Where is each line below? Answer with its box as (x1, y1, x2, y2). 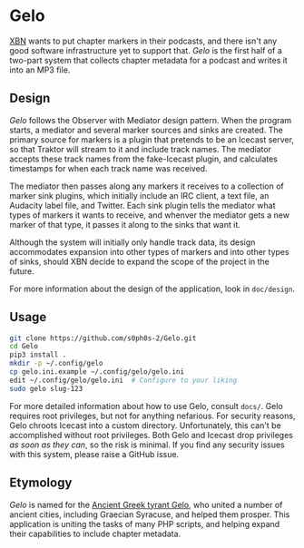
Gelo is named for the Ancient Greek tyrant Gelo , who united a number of (9, 499, 283, 510)
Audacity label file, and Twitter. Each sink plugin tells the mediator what (9, 200, 276, 210)
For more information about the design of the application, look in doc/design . (9, 283, 295, 294)
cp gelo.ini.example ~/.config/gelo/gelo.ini (9, 367, 184, 377)
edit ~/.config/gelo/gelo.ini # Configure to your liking (9, 376, 238, 385)
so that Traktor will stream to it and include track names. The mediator (9, 143, 272, 154)
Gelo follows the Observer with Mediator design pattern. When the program (9, 114, 292, 125)
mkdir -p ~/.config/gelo (9, 359, 103, 368)
